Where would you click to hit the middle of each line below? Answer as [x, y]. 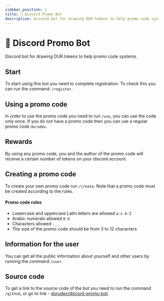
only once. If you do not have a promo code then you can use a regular [76, 121]
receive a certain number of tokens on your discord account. [66, 159]
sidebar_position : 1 [26, 10]
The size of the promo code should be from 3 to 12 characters [74, 229]
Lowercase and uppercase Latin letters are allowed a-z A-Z [72, 213]
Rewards [19, 142]
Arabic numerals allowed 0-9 [41, 218]
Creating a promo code [41, 174]
